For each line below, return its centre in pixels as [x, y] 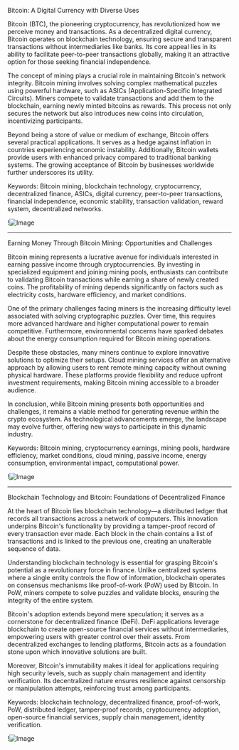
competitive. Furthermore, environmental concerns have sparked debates [116, 331]
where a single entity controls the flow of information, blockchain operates [116, 578]
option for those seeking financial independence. [79, 62]
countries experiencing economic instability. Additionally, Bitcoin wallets [113, 150]
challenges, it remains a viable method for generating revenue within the [113, 411]
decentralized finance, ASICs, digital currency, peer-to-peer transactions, [115, 194]
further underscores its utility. [51, 172]
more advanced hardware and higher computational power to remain [108, 323]
